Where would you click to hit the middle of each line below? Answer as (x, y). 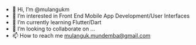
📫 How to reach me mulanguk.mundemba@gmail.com (81, 36)
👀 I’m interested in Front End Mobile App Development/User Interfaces (101, 16)
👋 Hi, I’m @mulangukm (41, 9)
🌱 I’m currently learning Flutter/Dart (57, 22)
